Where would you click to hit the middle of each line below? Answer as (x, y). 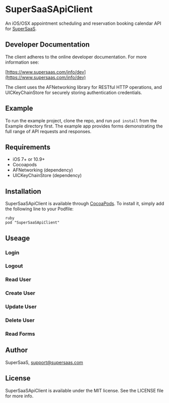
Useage (18, 238)
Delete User (20, 321)
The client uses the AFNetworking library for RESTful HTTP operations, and (84, 87)
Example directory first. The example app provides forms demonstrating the (84, 126)
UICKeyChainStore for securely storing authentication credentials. (74, 93)
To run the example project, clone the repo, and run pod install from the (81, 120)
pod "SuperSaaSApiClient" (32, 223)
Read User (18, 280)
